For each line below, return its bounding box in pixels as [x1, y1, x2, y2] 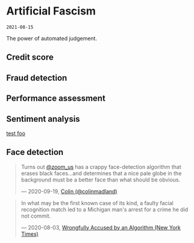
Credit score [6, 52, 54, 63]
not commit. [20, 212, 51, 219]
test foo [6, 130, 26, 137]
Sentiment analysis [6, 113, 80, 124]
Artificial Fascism [6, 4, 96, 18]
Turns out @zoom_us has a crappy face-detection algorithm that [20, 163, 182, 170]
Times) [20, 230, 39, 238]
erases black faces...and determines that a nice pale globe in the [20, 169, 182, 177]
